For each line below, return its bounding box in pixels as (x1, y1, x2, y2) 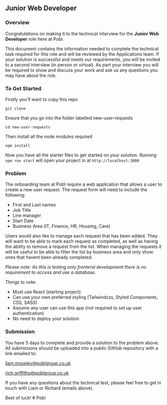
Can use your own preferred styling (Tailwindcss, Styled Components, (12, 294, 158, 300)
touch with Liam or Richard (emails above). (5, 385, 94, 391)
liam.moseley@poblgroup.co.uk (5, 360, 71, 366)
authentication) (12, 310, 44, 316)
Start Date (12, 218, 34, 224)
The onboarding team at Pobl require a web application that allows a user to (5, 181, 162, 188)
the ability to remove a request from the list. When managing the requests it (5, 244, 162, 250)
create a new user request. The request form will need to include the (5, 187, 147, 193)
